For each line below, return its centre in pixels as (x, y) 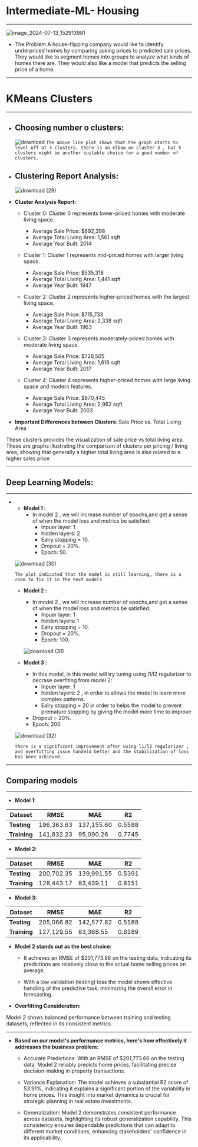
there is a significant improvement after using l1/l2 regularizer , (102, 747)
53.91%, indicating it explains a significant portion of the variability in (107, 1089)
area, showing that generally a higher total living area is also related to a (93, 452)
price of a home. (34, 69)
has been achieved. (39, 757)
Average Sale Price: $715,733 (68, 314)
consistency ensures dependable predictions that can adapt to (99, 1125)
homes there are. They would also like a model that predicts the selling (100, 63)
